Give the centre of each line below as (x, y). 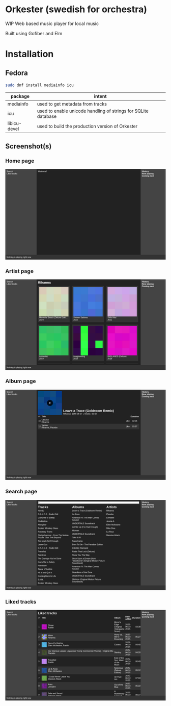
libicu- (15, 123)
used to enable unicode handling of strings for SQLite (93, 111)
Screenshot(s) (28, 146)
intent (100, 96)
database (47, 116)
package (20, 96)
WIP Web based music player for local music (52, 23)
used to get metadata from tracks (72, 104)
